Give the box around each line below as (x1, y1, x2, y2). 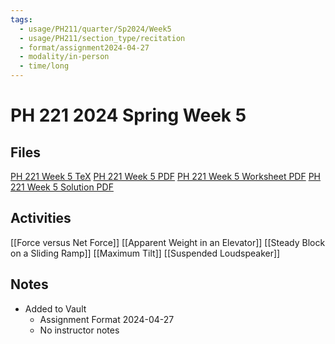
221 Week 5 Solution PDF (10, 181, 114, 193)
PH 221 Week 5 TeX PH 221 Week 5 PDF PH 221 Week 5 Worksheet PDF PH (10, 171, 322, 182)
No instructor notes (39, 324, 120, 336)
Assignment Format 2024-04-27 (39, 313, 175, 325)
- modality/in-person (19, 52, 110, 62)
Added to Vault (24, 302, 87, 315)
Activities (10, 210, 72, 227)
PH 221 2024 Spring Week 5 (10, 104, 247, 127)
